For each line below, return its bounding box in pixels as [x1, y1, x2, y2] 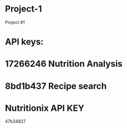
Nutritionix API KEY [5, 102, 85, 114]
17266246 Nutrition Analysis [5, 58, 123, 70]
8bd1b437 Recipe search [5, 81, 107, 91]
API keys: [5, 36, 44, 47]
